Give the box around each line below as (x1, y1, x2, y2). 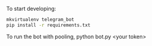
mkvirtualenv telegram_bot (6, 17, 74, 23)
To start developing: (6, 5, 56, 12)
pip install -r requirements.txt (6, 22, 91, 28)
